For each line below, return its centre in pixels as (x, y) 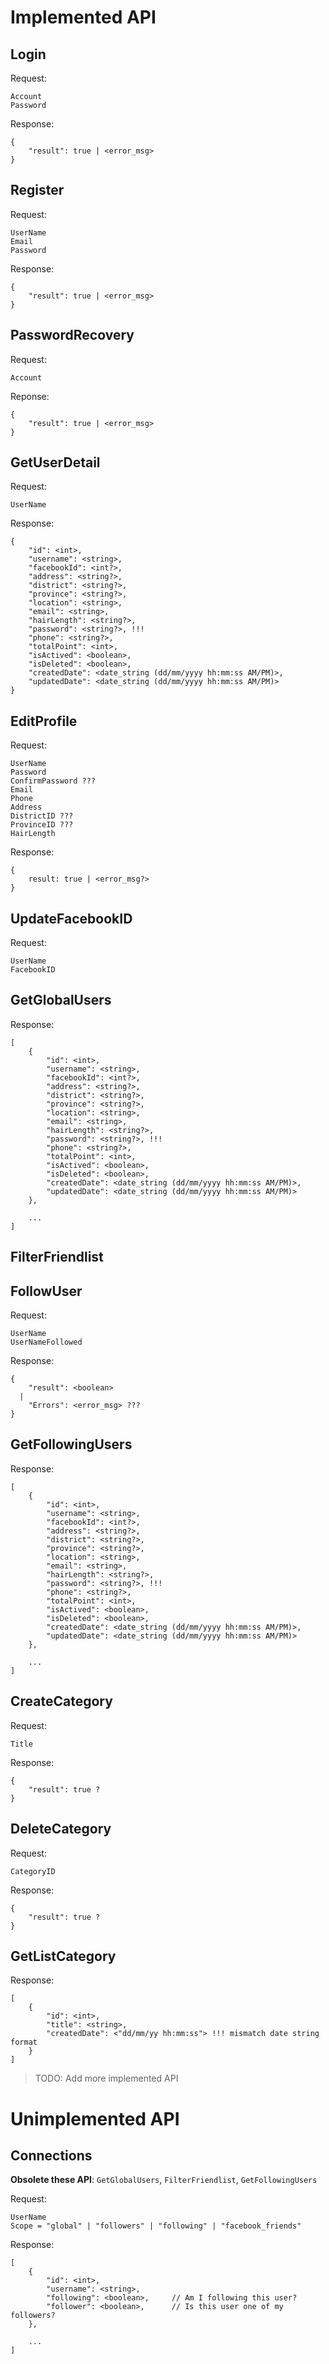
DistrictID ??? (42, 816)
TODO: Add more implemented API (106, 2078)
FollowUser (46, 1291)
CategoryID (33, 1871)
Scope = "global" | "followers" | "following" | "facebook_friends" (156, 2226)
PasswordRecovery (72, 335)
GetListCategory (63, 1956)
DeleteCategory (61, 1829)
